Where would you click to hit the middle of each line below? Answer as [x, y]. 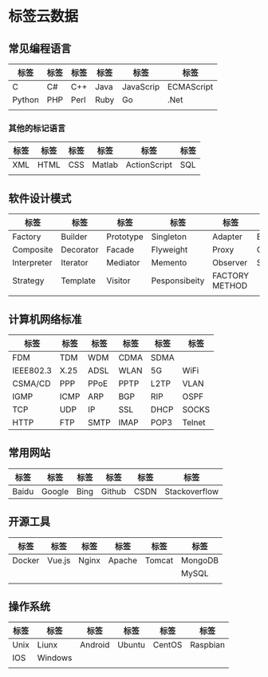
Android [95, 645]
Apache [123, 560]
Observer [230, 263]
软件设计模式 [40, 198]
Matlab [105, 165]
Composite [33, 250]
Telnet [194, 422]
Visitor [118, 281]
